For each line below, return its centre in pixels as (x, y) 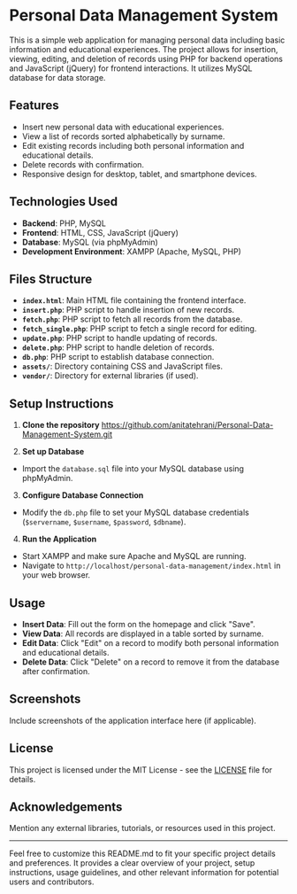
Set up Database (53, 452)
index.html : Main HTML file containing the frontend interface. (134, 300)
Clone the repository (61, 425)
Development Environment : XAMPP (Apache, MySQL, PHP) (131, 251)
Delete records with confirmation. (83, 164)
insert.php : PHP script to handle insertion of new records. (128, 310)
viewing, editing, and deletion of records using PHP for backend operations (146, 58)
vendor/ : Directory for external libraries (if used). (110, 376)
